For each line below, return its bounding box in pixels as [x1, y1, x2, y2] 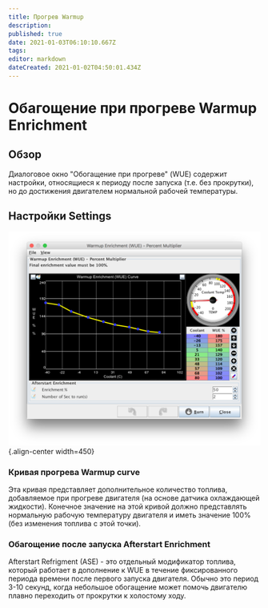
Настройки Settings [8, 209, 112, 223]
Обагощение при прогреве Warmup [8, 99, 258, 118]
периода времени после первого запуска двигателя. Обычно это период [8, 574, 258, 584]
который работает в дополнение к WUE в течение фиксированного [8, 566, 238, 575]
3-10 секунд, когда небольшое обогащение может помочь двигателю [8, 582, 248, 592]
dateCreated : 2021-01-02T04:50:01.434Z [8, 64, 142, 72]
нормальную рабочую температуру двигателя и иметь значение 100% [8, 510, 251, 520]
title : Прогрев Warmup [8, 13, 84, 21]
